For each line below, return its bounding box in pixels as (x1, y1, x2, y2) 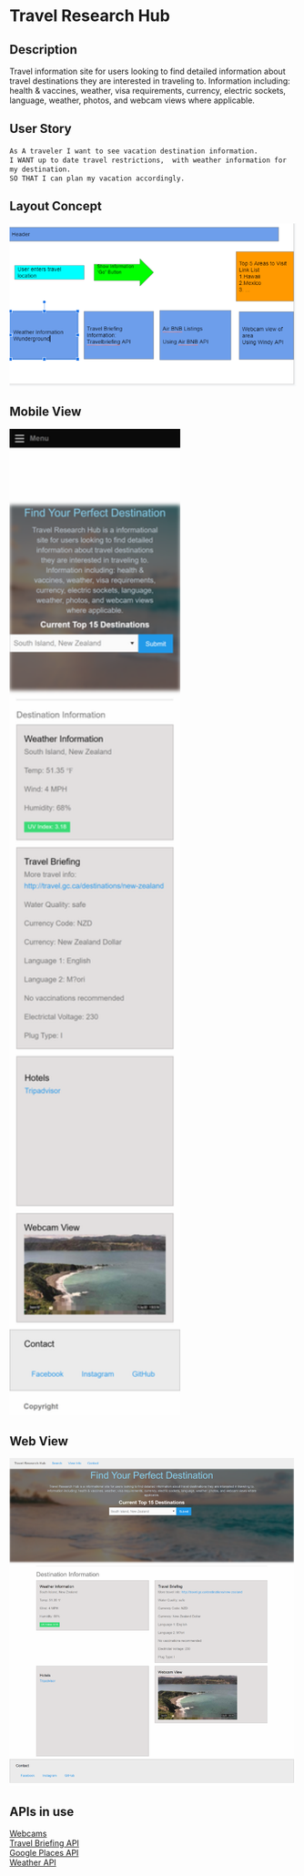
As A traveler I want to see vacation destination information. (9, 147, 258, 156)
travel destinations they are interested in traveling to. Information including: (9, 76, 291, 87)
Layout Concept (9, 199, 102, 214)
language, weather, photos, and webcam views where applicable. (9, 95, 255, 106)
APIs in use (9, 1804, 75, 1820)
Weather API (9, 1857, 56, 1868)
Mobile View (9, 404, 82, 420)
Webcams (9, 1828, 47, 1839)
